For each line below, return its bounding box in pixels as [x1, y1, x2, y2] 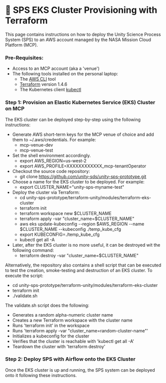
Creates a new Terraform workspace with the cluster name [12, 317, 133, 323]
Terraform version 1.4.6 [19, 81, 68, 87]
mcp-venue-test [19, 147, 54, 153]
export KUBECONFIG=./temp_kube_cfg [19, 231, 100, 237]
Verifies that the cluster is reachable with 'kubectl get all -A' [12, 338, 134, 344]
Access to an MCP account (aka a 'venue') [12, 65, 100, 71]
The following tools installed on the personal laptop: [12, 71, 118, 77]
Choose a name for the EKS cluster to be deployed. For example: [12, 178, 145, 185]
